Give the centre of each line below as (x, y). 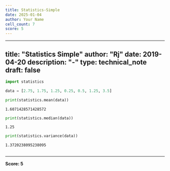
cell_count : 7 (20, 24)
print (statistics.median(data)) (39, 118)
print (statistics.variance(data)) (42, 136)
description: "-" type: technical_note (87, 62)
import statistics (25, 82)
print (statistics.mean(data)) (37, 100)
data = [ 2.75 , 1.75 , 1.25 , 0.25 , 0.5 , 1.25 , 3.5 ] (59, 91)
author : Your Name (25, 19)
